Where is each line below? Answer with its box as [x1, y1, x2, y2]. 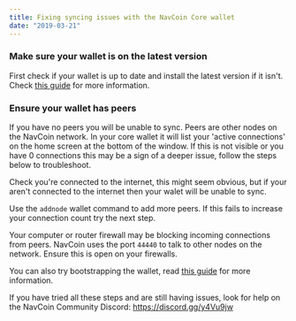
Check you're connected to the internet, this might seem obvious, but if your [9, 177, 287, 187]
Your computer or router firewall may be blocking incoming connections [9, 230, 271, 241]
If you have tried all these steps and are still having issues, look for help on [9, 293, 281, 303]
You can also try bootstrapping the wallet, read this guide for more [9, 266, 251, 277]
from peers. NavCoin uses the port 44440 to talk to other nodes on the [9, 240, 262, 250]
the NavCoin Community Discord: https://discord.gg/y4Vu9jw [9, 302, 234, 312]
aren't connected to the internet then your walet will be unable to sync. [9, 187, 267, 197]
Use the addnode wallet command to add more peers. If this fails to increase [9, 203, 283, 214]
